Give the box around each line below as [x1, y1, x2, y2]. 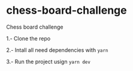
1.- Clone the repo [6, 35, 51, 42]
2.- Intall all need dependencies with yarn [6, 46, 108, 54]
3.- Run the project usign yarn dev [6, 58, 91, 65]
